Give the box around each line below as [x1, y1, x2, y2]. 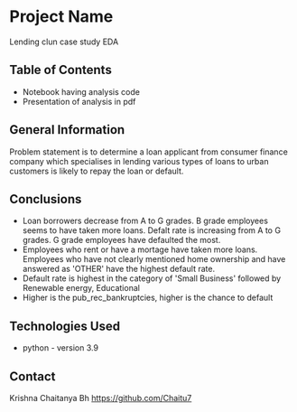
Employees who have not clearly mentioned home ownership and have [22, 254, 286, 265]
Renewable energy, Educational [22, 283, 140, 294]
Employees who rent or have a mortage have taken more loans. [22, 244, 258, 255]
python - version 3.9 [22, 342, 99, 353]
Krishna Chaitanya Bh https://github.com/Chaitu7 [9, 393, 192, 403]
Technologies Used [9, 318, 120, 333]
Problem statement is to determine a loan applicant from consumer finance [9, 146, 289, 157]
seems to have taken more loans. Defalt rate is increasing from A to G [22, 225, 282, 236]
